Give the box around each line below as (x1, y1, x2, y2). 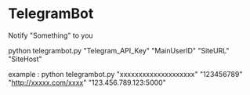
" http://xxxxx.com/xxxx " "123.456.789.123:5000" (8, 78, 166, 87)
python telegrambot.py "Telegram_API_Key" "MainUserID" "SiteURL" (8, 46, 230, 55)
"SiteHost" (8, 54, 42, 64)
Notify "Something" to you (8, 31, 93, 40)
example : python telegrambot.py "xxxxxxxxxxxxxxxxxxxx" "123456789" (8, 69, 243, 79)
